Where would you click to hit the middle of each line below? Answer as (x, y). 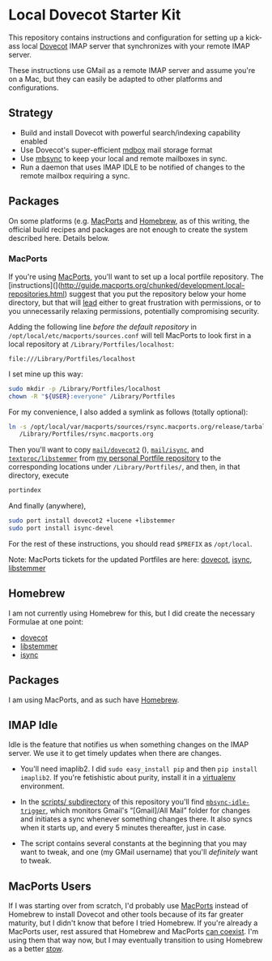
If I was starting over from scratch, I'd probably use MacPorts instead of (128, 906)
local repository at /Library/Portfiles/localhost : (91, 344)
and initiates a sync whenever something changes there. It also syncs (136, 819)
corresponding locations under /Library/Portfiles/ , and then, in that (124, 467)
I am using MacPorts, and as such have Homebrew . (94, 700)
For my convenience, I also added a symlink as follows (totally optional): (128, 412)
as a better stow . (36, 949)
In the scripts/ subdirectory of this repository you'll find (112, 802)
